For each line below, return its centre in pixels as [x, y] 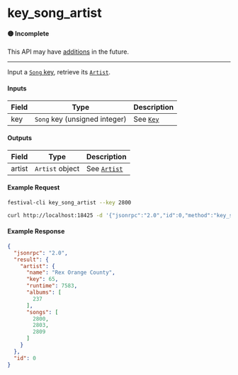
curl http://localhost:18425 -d [55, 215]
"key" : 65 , [42, 279]
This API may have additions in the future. [68, 52]
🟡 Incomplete [28, 33]
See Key [146, 119]
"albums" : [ [44, 293]
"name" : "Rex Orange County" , [70, 273]
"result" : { [32, 260]
